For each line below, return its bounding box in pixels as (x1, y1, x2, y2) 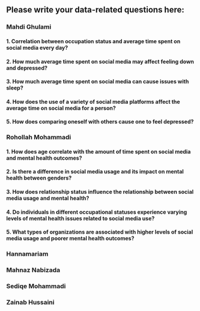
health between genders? (6, 174, 72, 182)
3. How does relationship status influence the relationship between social (6, 188, 194, 195)
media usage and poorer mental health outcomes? (6, 235, 135, 242)
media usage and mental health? (6, 195, 89, 202)
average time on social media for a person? (6, 104, 116, 112)
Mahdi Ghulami (6, 23, 52, 31)
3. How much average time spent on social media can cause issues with (6, 78, 189, 85)
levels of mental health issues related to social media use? (6, 214, 155, 222)
